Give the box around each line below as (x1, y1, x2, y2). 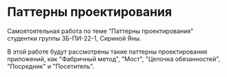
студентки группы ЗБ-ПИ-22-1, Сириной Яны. (7, 34, 141, 42)
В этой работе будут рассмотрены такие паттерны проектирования (7, 47, 208, 56)
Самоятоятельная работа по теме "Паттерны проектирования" (7, 27, 194, 35)
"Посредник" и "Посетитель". (7, 62, 95, 70)
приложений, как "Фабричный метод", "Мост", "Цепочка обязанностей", (7, 54, 221, 63)
